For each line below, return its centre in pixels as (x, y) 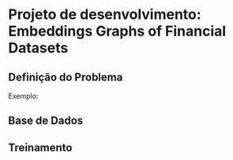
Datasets (38, 48)
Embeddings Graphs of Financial (117, 31)
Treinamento (40, 147)
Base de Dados (46, 121)
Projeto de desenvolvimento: (105, 15)
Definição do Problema (66, 77)
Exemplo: (23, 96)
